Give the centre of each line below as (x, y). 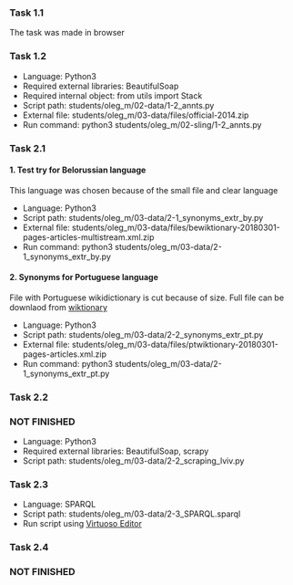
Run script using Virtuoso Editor (82, 524)
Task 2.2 (29, 397)
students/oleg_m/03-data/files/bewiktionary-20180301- (176, 227)
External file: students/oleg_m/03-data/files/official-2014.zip (136, 115)
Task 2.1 (28, 148)
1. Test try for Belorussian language (78, 170)
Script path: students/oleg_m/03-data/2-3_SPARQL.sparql (131, 514)
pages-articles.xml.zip (65, 354)
